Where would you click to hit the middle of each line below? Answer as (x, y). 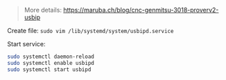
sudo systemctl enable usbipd (51, 63)
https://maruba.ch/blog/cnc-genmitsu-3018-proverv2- (141, 10)
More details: (43, 10)
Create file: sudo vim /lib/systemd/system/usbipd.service (90, 31)
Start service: (26, 44)
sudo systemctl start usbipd (49, 69)
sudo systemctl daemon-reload (51, 57)
